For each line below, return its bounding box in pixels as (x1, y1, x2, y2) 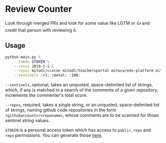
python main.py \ (5, 54, 41, 60)
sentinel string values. (5, 117, 50, 124)
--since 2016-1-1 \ (14, 64, 54, 69)
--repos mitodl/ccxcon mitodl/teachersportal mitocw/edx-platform (14, 68, 154, 73)
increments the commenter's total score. (5, 92, 88, 98)
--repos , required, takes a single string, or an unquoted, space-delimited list (5, 102, 160, 108)
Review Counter (5, 3, 73, 15)
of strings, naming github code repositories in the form (5, 107, 117, 113)
